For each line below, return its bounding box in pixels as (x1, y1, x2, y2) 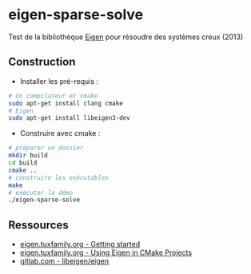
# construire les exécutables (8, 173, 110, 181)
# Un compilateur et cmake (8, 92, 98, 100)
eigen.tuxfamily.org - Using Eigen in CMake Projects (19, 248, 193, 257)
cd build (8, 159, 38, 167)
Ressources (8, 218, 70, 232)
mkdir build (8, 152, 48, 160)
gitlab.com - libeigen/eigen (19, 256, 110, 266)
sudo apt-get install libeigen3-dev (8, 114, 130, 122)
